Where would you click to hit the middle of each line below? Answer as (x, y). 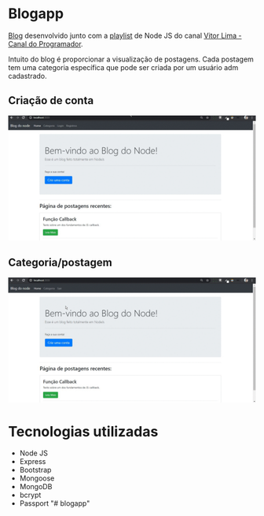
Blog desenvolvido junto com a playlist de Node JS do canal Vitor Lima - (125, 35)
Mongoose (37, 478)
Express (33, 462)
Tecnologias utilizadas (83, 431)
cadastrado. (27, 76)
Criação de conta (51, 100)
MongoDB (36, 487)
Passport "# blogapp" (55, 503)
